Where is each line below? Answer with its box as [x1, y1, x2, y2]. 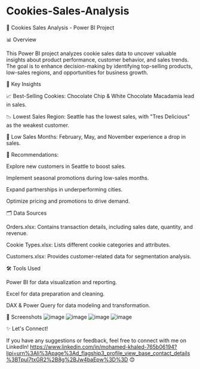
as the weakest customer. [6, 121, 70, 129]
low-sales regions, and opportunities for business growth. [6, 69, 149, 76]
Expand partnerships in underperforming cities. [6, 185, 123, 193]
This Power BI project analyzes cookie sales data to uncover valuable [6, 50, 177, 57]
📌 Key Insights [6, 80, 42, 87]
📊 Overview [6, 36, 37, 43]
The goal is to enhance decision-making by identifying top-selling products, [6, 62, 193, 69]
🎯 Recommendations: [6, 151, 59, 158]
